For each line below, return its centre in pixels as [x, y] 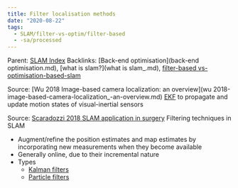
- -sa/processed [38, 40]
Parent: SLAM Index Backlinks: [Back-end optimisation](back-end [103, 60]
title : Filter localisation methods [61, 14]
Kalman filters [49, 170]
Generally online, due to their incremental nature [88, 155]
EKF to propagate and [196, 97]
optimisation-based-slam [44, 76]
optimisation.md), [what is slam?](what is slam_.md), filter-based [102, 68]
